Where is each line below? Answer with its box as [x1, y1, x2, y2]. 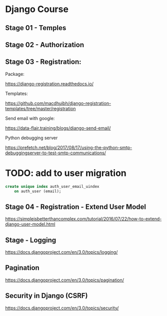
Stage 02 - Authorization [5, 40, 84, 49]
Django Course [5, 4, 69, 15]
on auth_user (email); [14, 188, 61, 194]
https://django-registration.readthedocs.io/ [5, 80, 94, 86]
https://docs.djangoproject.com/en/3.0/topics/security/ [5, 305, 119, 311]
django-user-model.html [5, 221, 55, 227]
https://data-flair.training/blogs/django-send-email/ [5, 125, 111, 131]
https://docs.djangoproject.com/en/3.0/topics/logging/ [5, 249, 118, 255]
